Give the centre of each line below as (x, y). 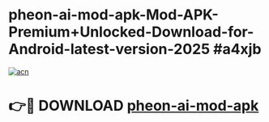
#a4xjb (237, 49)
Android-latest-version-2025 (109, 49)
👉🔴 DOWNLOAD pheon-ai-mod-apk (134, 106)
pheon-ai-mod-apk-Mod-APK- (113, 15)
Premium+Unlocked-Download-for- (131, 32)
